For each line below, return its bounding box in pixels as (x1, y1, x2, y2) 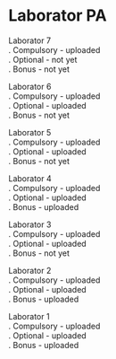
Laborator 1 (8, 311, 50, 321)
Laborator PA (8, 5, 108, 26)
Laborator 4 (8, 172, 52, 184)
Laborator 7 (8, 35, 51, 46)
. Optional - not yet (8, 54, 78, 65)
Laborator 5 (8, 127, 52, 137)
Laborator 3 (8, 219, 52, 230)
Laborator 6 (8, 81, 52, 92)
